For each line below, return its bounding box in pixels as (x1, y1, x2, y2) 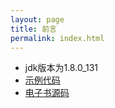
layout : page (10, 14, 65, 25)
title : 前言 (10, 24, 57, 34)
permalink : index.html (10, 33, 105, 43)
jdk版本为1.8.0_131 (24, 62, 98, 74)
